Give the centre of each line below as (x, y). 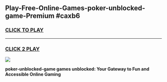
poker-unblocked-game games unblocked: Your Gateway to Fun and (77, 69)
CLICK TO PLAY (24, 30)
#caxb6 (68, 16)
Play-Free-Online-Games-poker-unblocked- (75, 8)
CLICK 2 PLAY (22, 49)
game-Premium (30, 16)
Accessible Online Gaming (33, 74)
